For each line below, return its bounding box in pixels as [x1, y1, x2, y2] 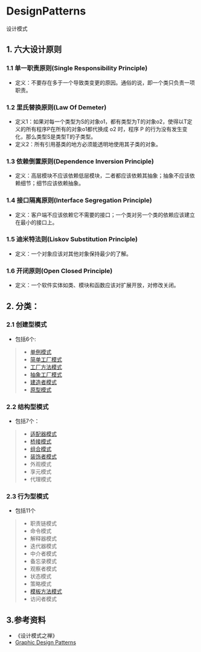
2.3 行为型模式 [6, 492, 49, 501]
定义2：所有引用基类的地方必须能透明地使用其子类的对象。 [14, 140, 162, 147]
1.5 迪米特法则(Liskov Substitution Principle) [6, 235, 138, 244]
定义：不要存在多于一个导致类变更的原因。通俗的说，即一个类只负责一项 [14, 79, 195, 86]
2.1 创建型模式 [6, 320, 47, 329]
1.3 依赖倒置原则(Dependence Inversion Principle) [6, 157, 154, 166]
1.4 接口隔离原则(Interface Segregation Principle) [6, 196, 152, 205]
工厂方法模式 [30, 363, 62, 370]
